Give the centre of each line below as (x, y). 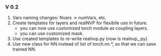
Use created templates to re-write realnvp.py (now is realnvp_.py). (80, 39)
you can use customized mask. (52, 34)
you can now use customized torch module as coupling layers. (84, 28)
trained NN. (24, 49)
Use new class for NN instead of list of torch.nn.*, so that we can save (84, 44)
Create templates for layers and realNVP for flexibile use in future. (80, 23)
